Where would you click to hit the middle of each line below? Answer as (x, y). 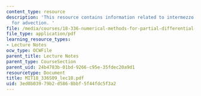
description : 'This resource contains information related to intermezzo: (101, 17)
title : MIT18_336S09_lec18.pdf (45, 78)
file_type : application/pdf (41, 34)
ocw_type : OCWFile (29, 51)
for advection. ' (33, 23)
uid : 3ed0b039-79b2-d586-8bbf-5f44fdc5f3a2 (61, 84)
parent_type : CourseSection (41, 61)
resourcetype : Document (36, 73)
